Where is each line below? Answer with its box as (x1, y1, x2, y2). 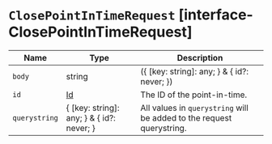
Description (176, 52, 223, 63)
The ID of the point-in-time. (140, 89, 248, 100)
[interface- (178, 6, 253, 24)
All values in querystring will (140, 102, 249, 113)
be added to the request (140, 112, 232, 123)
